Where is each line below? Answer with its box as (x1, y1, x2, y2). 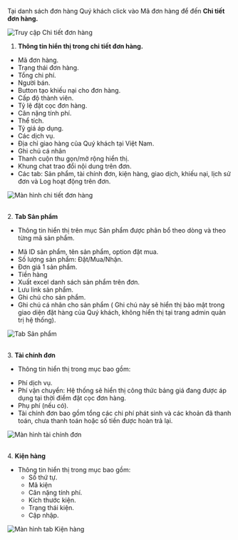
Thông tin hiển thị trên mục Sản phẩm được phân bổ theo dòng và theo (17, 226, 227, 235)
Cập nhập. (28, 511, 59, 519)
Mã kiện (28, 481, 52, 489)
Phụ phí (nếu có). (17, 402, 69, 409)
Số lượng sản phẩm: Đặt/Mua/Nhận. (17, 255, 123, 263)
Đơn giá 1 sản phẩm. (17, 263, 78, 271)
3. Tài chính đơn (7, 351, 56, 360)
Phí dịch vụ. (17, 379, 53, 387)
